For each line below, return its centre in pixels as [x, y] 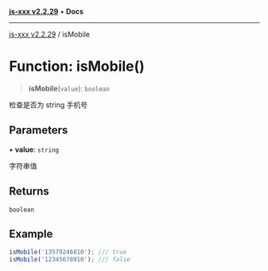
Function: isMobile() [77, 66]
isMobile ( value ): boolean [69, 88]
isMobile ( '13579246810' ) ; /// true [68, 252]
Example [31, 234]
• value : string [34, 149]
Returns [29, 191]
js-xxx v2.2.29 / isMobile [50, 34]
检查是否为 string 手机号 [49, 105]
